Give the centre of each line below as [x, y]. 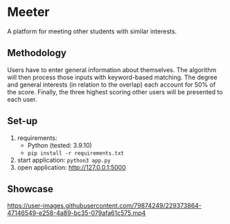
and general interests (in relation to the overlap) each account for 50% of [112, 85]
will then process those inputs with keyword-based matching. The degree [112, 77]
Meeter [28, 12]
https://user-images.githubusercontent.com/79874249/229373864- [105, 206]
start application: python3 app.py [64, 160]
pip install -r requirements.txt [76, 153]
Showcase [30, 189]
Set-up [23, 121]
